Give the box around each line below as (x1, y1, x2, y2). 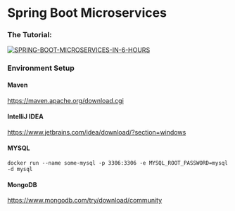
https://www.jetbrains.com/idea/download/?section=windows (7, 128, 186, 136)
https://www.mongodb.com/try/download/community (7, 196, 163, 205)
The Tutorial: (7, 30, 53, 40)
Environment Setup (7, 63, 75, 73)
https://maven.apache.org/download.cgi (7, 96, 125, 104)
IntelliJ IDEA (7, 112, 44, 121)
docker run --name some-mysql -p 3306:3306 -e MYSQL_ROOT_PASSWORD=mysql (7, 160, 229, 167)
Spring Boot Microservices (7, 5, 167, 21)
